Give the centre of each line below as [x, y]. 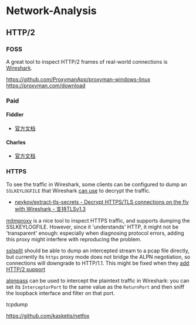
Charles [16, 142]
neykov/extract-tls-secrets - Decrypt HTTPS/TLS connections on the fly [102, 202]
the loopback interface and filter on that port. [61, 293]
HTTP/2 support [26, 269]
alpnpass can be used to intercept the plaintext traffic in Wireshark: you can [98, 280]
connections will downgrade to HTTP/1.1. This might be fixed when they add [98, 263]
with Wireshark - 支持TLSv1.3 [50, 208]
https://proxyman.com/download [46, 85]
